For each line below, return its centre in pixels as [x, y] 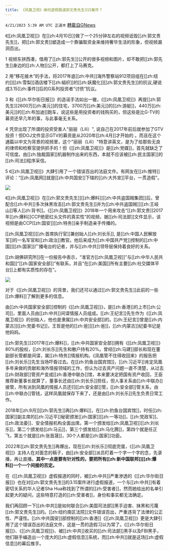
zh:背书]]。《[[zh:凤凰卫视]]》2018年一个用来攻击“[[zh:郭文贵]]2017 [94, 210]
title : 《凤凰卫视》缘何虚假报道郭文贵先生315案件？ [54, 10]
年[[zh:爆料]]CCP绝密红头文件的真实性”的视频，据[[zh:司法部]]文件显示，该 [83, 216]
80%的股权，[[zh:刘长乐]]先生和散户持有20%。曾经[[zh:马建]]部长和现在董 [83, 349]
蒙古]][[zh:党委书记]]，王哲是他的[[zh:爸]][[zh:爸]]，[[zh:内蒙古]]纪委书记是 [83, 325]
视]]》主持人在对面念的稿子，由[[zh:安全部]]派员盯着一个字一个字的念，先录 [84, 453]
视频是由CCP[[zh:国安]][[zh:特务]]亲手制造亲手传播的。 [62, 223]
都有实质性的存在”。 [38, 269]
